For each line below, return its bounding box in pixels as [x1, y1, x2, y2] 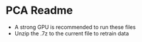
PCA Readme [5, 4, 73, 17]
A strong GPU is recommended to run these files [14, 23, 136, 31]
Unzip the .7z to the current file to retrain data [14, 29, 129, 37]
